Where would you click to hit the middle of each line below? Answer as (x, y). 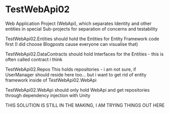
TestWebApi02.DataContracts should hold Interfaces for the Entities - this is (84, 54)
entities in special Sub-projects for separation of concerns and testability (82, 29)
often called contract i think (34, 59)
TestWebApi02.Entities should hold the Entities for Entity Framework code (82, 39)
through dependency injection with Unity (48, 95)
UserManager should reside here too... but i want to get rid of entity (76, 74)
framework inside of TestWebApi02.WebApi (51, 80)
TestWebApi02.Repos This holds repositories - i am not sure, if (71, 69)
